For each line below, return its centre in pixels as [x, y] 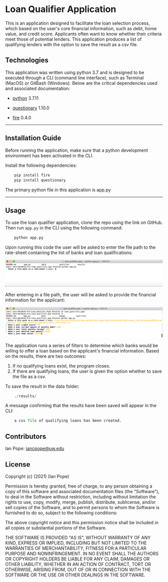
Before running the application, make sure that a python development [77, 150]
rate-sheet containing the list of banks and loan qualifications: [69, 253]
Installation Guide [33, 138]
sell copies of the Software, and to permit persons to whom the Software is [82, 507]
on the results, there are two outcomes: [46, 356]
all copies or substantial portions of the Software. [56, 528]
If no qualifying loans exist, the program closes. [61, 366]
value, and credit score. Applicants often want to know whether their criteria [83, 34]
